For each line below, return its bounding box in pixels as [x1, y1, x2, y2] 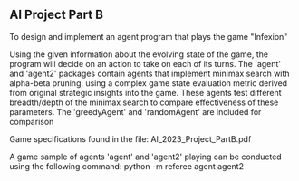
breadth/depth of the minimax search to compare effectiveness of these [9, 97, 279, 108]
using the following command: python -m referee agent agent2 [9, 160, 245, 171]
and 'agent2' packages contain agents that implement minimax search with [9, 68, 290, 79]
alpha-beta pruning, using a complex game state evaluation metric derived [9, 77, 288, 89]
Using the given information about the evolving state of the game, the [9, 49, 269, 60]
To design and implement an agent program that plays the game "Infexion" [9, 31, 288, 42]
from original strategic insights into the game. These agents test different [9, 87, 283, 98]
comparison [9, 116, 54, 127]
